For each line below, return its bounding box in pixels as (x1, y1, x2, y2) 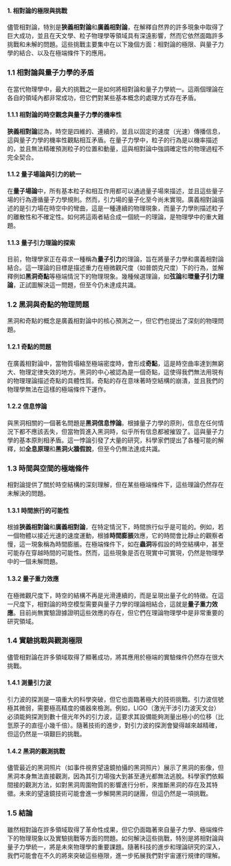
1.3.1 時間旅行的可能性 (7, 506, 69, 514)
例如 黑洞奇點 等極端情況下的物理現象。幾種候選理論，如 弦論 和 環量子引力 (12, 273, 218, 281)
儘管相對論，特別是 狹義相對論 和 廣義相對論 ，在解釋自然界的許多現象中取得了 (7, 23, 224, 31)
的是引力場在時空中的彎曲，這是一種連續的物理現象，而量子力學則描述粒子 (12, 204, 224, 212)
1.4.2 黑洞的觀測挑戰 (7, 747, 65, 755)
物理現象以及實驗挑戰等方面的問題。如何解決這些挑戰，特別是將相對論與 (19, 834, 224, 842)
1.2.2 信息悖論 (7, 402, 47, 411)
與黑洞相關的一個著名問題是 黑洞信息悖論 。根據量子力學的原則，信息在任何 (7, 418, 218, 427)
